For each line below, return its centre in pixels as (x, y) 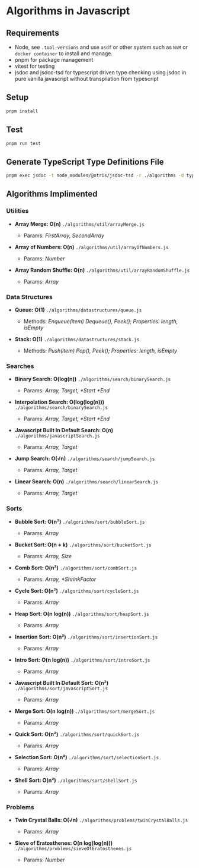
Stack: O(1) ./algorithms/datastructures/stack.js (77, 339)
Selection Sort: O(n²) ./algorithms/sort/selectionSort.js (87, 757)
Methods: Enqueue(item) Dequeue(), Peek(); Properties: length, (101, 322)
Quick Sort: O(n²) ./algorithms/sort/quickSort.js (77, 734)
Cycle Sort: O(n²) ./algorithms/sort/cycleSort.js (77, 590)
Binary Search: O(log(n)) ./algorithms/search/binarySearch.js (93, 379)
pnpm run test (24, 143)
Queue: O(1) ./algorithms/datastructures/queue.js (78, 310)
